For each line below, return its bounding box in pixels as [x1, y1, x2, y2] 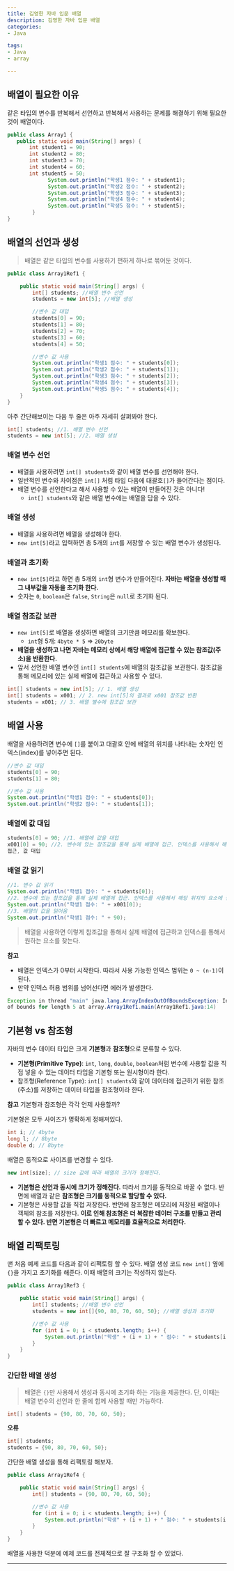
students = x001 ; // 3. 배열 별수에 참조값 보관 [7, 699, 136, 706]
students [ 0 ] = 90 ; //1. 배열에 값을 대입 [7, 835, 119, 842]
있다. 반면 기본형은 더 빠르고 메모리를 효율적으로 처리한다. [31, 1217, 187, 1226]
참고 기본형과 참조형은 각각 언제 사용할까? [7, 1100, 120, 1108]
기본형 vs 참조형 [7, 1025, 73, 1037]
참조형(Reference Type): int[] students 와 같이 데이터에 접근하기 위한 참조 [17, 1077, 224, 1085]
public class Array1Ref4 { [7, 1471, 86, 1479]
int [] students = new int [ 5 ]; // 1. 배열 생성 [7, 686, 139, 693]
